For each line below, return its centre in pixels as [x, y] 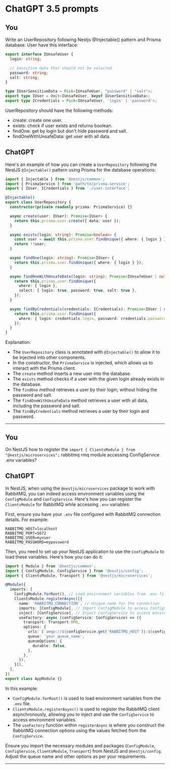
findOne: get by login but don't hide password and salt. [70, 131]
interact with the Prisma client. [44, 368]
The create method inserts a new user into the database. [72, 374]
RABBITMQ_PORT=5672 [26, 533]
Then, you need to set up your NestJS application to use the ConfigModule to [85, 551]
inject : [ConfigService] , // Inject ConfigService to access [84, 613]
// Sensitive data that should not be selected [61, 68]
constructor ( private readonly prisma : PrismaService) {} [71, 207]
